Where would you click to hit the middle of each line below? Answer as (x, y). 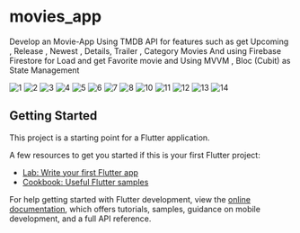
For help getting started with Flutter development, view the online (130, 199)
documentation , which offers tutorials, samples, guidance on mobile (135, 209)
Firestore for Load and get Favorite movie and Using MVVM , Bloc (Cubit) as (150, 60)
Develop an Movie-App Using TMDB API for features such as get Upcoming (149, 41)
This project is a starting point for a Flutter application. (110, 138)
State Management (44, 70)
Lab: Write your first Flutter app (80, 172)
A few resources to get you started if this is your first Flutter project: (135, 155)
